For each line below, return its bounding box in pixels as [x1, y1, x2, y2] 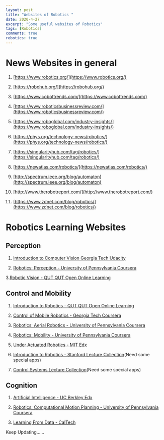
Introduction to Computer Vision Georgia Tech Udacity [13, 255, 126, 261]
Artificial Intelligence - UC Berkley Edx [13, 395, 93, 401]
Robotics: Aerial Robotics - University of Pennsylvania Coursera [13, 322, 145, 328]
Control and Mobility [6, 289, 71, 298]
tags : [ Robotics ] [6, 26, 42, 31]
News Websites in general [6, 58, 117, 69]
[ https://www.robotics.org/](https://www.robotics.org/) [13, 74, 127, 80]
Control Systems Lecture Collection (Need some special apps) [13, 366, 141, 372]
